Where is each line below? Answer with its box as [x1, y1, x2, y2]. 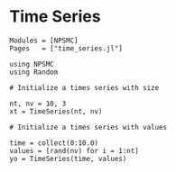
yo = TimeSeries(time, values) [9, 154, 127, 163]
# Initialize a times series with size [9, 83, 160, 92]
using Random [9, 68, 59, 77]
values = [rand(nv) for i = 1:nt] [9, 146, 140, 155]
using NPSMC [9, 59, 54, 68]
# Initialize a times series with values [9, 122, 168, 131]
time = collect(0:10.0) [9, 138, 99, 148]
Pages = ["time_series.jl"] [9, 43, 124, 53]
